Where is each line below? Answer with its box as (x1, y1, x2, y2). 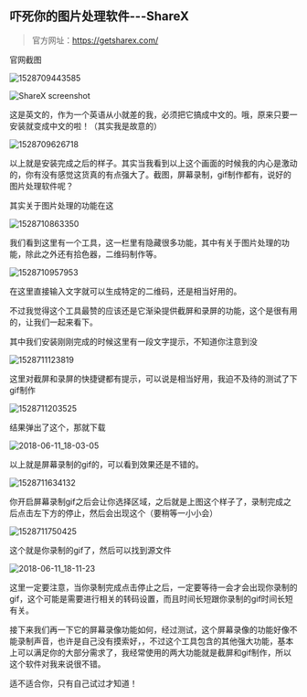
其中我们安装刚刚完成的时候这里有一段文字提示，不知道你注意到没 (9, 336, 258, 347)
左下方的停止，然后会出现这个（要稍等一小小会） (33, 507, 217, 519)
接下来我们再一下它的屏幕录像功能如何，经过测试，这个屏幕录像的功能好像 (9, 624, 290, 635)
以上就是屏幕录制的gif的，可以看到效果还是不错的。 (9, 458, 204, 469)
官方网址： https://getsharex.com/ (31, 35, 159, 46)
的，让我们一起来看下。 (9, 316, 98, 327)
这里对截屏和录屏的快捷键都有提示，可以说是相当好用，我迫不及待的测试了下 (9, 373, 298, 384)
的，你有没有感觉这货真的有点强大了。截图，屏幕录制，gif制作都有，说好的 (9, 168, 292, 180)
